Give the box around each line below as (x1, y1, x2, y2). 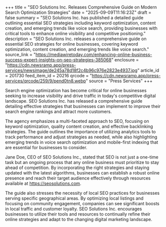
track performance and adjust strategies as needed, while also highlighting (5, 134, 158, 140)
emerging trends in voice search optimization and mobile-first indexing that (5, 139, 159, 145)
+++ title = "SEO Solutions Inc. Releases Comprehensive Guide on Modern (5, 4, 157, 10)
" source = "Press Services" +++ (85, 78, 153, 84)
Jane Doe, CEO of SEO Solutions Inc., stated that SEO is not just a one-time (5, 154, 159, 160)
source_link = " (5, 52, 36, 57)
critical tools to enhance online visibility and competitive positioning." (5, 31, 146, 36)
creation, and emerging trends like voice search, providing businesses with (5, 25, 158, 31)
